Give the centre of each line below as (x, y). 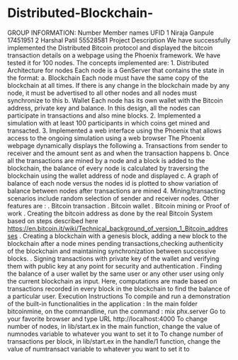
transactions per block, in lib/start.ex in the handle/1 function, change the (114, 341)
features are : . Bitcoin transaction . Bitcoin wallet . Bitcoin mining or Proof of (119, 206)
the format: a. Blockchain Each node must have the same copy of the (108, 78)
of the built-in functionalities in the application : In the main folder (103, 303)
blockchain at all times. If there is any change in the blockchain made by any (119, 85)
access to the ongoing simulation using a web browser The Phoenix (106, 138)
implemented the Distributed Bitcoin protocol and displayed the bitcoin (110, 47)
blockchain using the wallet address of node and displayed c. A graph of (113, 176)
